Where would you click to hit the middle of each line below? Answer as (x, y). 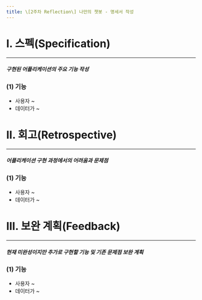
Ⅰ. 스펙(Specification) (58, 43)
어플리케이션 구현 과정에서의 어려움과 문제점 (57, 161)
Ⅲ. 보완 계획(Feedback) (63, 226)
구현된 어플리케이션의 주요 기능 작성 (47, 69)
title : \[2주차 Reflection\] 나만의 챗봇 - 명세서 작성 (70, 12)
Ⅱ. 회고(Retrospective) (62, 135)
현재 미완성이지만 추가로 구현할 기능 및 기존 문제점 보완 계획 (75, 252)
